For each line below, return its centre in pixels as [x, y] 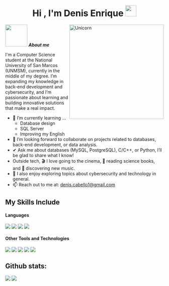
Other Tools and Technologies [37, 239]
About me [39, 45]
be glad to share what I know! [43, 155]
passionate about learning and [37, 97]
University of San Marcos [31, 65]
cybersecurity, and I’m [28, 92]
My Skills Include [32, 202]
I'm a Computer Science [30, 54]
